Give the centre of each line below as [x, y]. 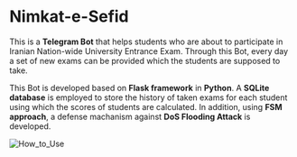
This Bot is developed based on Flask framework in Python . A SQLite [139, 88]
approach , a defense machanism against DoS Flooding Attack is [130, 116]
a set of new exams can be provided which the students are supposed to [145, 60]
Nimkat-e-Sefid [69, 17]
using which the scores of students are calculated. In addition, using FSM [146, 106]
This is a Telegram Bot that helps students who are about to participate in [146, 42]
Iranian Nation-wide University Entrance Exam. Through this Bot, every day [149, 51]
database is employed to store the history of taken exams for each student [148, 97]
